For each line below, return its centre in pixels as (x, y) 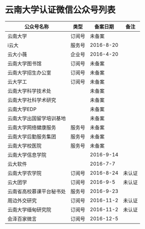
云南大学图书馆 (25, 63)
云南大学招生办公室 (30, 73)
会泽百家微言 (22, 219)
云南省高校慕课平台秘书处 (37, 191)
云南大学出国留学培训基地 (37, 118)
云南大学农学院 (25, 173)
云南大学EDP (22, 109)
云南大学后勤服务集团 (32, 136)
